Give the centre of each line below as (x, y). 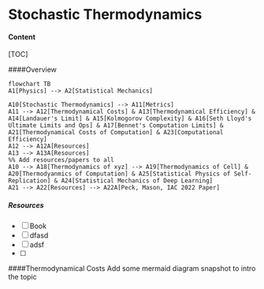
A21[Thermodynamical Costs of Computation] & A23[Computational (116, 133)
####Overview (33, 69)
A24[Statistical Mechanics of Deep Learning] (137, 181)
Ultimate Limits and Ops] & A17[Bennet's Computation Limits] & (116, 126)
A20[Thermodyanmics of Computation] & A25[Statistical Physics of (119, 174)
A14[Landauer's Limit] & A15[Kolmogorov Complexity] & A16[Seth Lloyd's (130, 119)
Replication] (30, 181)
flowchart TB (30, 84)
